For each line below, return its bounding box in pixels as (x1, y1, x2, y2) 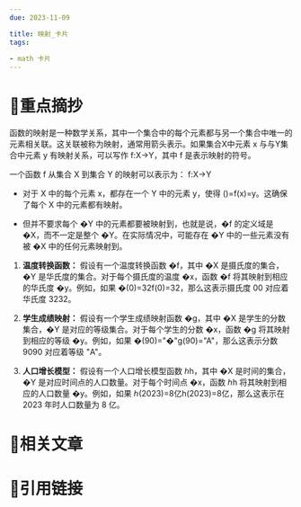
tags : (9, 38, 30, 47)
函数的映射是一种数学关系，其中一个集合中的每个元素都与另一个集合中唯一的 (9, 128, 293, 138)
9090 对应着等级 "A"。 (22, 347, 107, 358)
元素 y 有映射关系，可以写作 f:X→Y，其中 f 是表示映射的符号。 (24, 150, 256, 161)
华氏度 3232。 (22, 294, 76, 305)
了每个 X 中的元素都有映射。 (22, 200, 128, 210)
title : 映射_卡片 (9, 29, 69, 39)
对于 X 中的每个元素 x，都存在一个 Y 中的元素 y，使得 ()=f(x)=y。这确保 (22, 188, 288, 199)
